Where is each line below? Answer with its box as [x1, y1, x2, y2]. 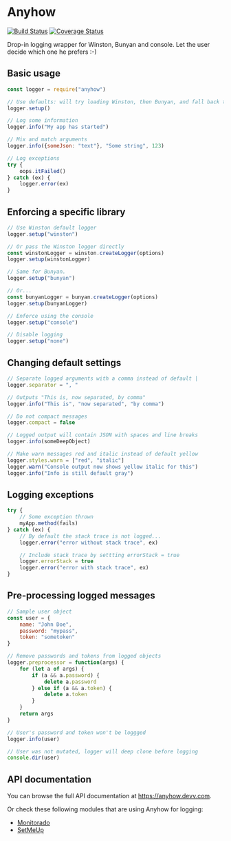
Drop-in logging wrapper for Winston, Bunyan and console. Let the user [7, 40, 210, 48]
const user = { [7, 614, 51, 621]
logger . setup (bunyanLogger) [7, 300, 88, 307]
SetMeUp [16, 826, 45, 834]
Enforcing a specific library [7, 206, 126, 218]
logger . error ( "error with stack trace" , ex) [19, 565, 149, 571]
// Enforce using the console [7, 312, 94, 319]
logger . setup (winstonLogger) [7, 256, 91, 263]
